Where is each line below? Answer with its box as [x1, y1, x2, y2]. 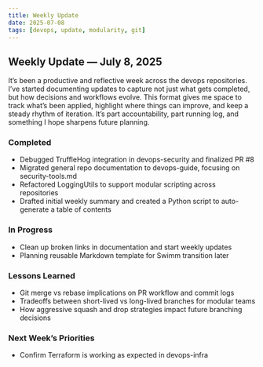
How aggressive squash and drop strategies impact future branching [19, 305, 243, 314]
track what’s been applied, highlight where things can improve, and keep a [8, 101, 249, 111]
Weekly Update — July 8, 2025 [8, 55, 163, 68]
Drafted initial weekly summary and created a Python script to [19, 197, 220, 206]
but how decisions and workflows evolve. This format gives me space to [8, 93, 242, 102]
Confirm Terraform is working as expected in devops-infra [19, 351, 209, 360]
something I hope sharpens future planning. [8, 118, 150, 127]
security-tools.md [19, 172, 77, 181]
